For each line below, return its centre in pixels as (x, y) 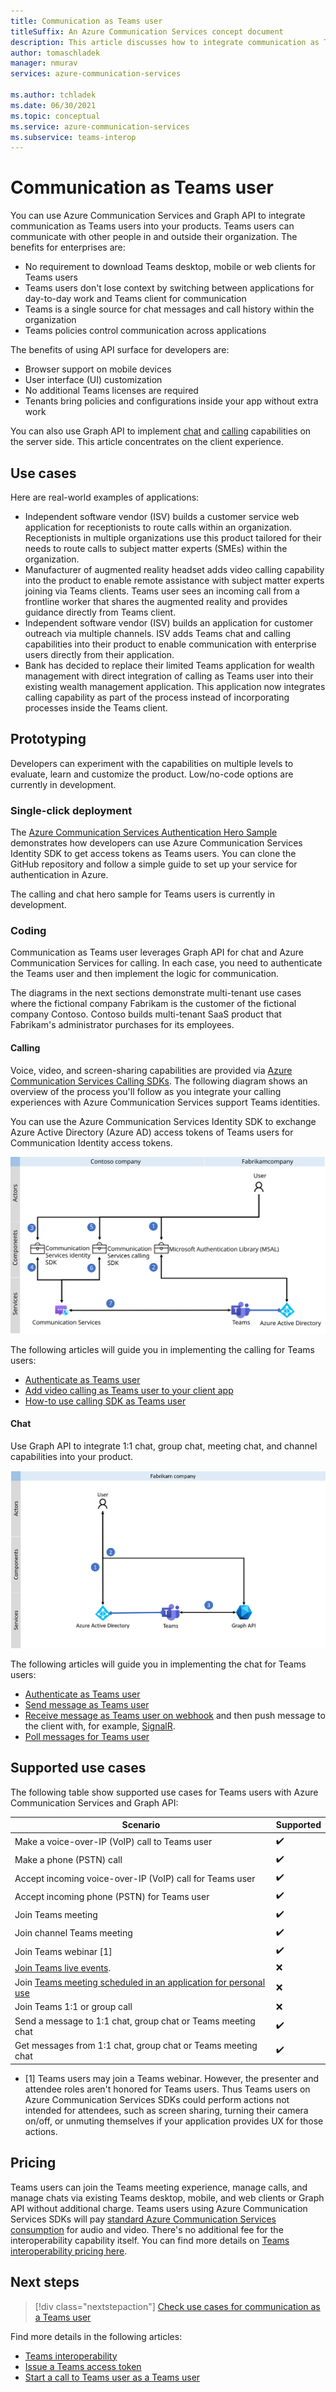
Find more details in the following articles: (96, 2336)
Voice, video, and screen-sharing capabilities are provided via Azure (151, 1070)
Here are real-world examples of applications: (105, 497)
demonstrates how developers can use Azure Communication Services (156, 843)
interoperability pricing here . (69, 2251)
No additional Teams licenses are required (111, 391)
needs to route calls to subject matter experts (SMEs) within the (156, 548)
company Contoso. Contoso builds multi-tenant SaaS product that (146, 1014)
